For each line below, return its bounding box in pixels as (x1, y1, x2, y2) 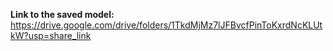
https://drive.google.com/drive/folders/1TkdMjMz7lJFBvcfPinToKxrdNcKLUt (10, 19, 323, 31)
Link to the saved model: (10, 9, 115, 20)
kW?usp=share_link (10, 30, 92, 41)
